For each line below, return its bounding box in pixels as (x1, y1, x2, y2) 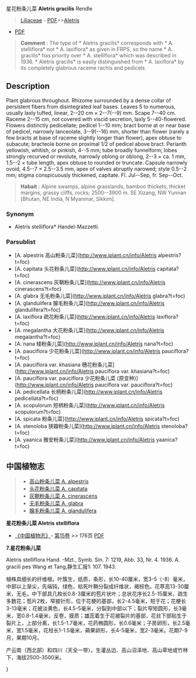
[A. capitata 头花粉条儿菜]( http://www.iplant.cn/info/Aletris (14, 265, 156, 272)
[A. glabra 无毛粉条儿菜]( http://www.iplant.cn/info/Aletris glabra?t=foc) (14, 292, 185, 300)
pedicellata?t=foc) (14, 395, 59, 402)
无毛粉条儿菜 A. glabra (29, 500, 84, 507)
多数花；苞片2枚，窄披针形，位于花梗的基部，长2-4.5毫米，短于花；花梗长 (6, 598, 187, 605)
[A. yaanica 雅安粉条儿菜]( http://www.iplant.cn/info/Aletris (14, 436, 155, 443)
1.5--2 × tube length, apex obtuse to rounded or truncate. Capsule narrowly (6, 159, 188, 166)
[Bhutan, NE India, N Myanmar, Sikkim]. (20, 195, 116, 202)
